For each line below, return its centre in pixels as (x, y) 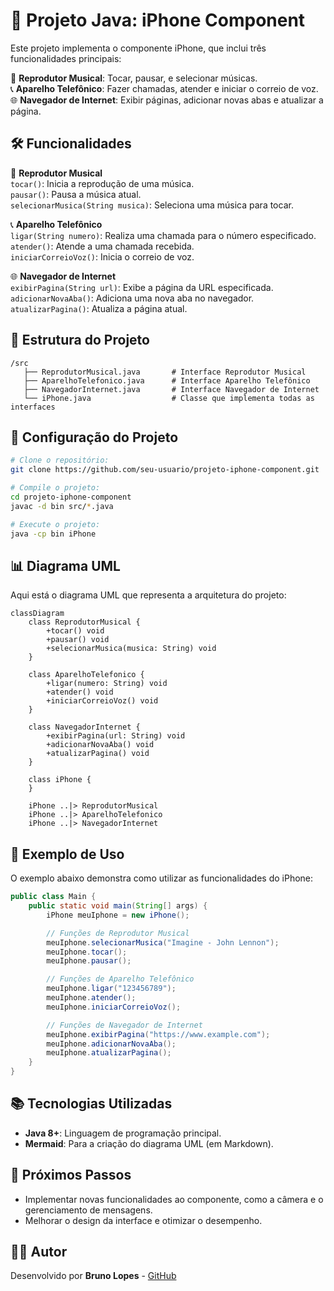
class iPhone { (60, 780)
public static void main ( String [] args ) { (118, 906)
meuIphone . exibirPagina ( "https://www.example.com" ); (158, 1034)
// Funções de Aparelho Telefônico (120, 979)
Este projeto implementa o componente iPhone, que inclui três (138, 48)
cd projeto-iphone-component (71, 497)
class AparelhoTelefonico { (86, 675)
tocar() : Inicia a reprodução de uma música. (102, 183)
